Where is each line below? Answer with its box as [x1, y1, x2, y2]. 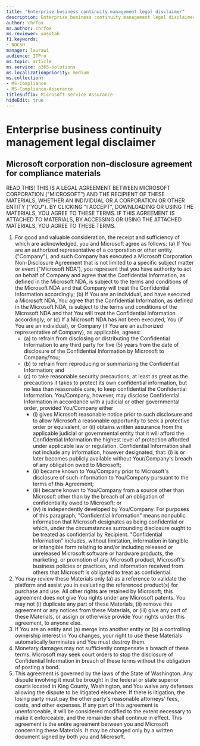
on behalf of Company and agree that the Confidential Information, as [14, 271, 186, 278]
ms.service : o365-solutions [6, 64, 76, 70]
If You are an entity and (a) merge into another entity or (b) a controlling [14, 625, 190, 632]
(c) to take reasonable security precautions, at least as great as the [23, 372, 189, 380]
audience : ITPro [6, 53, 46, 59]
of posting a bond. [14, 663, 61, 670]
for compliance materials [6, 168, 101, 178]
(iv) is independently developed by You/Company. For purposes [32, 505, 189, 512]
